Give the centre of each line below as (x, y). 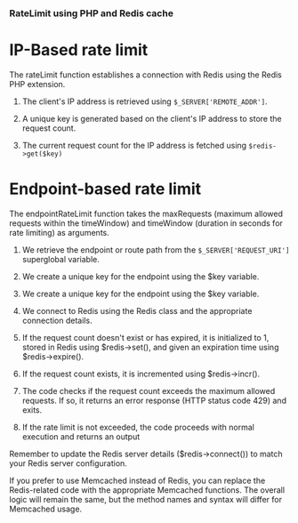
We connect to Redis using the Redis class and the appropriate (137, 310)
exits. (32, 410)
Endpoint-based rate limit (105, 189)
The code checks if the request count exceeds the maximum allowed (149, 390)
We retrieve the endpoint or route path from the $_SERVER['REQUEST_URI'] (156, 249)
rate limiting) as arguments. (59, 232)
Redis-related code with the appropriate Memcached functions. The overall (147, 490)
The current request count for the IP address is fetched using (134, 145)
